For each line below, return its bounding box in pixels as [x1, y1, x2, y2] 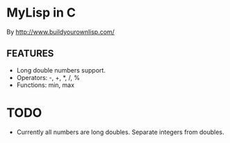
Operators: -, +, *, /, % [16, 73, 81, 82]
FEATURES [6, 48, 54, 59]
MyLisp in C [6, 5, 76, 21]
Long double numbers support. [16, 66, 106, 74]
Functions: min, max [16, 81, 74, 89]
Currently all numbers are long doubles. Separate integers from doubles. [16, 128, 224, 136]
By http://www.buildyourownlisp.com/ [6, 28, 115, 36]
